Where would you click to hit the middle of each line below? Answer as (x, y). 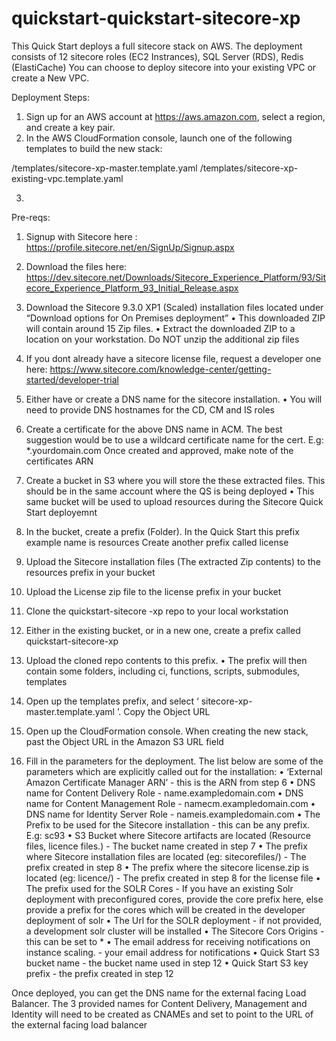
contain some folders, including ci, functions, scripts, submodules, (163, 671)
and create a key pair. (70, 127)
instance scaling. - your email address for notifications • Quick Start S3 (172, 952)
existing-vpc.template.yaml (67, 178)
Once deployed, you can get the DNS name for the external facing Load (159, 993)
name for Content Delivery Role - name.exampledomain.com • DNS (164, 793)
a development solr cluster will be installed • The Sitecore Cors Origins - (175, 931)
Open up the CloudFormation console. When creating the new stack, (167, 731)
